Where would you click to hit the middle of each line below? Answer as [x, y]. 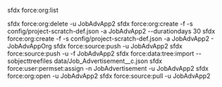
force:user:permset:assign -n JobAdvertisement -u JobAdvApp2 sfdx [108, 68]
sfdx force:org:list [33, 10]
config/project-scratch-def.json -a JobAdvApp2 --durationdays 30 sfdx [111, 31]
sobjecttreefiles [30, 61]
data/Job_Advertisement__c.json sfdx [108, 61]
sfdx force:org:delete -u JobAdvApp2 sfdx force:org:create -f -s [100, 24]
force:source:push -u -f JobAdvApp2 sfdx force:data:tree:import [101, 53]
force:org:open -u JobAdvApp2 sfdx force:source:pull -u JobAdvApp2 [109, 76]
